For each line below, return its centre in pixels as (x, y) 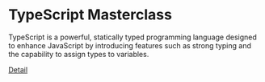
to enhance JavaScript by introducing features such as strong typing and (130, 45)
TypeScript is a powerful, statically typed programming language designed (132, 37)
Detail (18, 69)
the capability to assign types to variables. (79, 54)
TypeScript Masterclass (90, 15)
